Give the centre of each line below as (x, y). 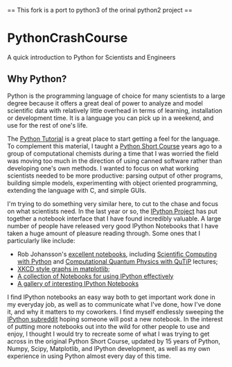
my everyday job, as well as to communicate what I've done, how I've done (114, 304)
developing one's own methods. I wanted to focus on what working (103, 168)
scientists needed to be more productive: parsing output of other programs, (115, 176)
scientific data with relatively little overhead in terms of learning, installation (115, 110)
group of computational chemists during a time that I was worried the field (113, 153)
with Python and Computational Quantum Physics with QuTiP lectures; (117, 261)
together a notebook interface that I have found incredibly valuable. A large (114, 219)
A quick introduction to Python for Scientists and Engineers (91, 57)
